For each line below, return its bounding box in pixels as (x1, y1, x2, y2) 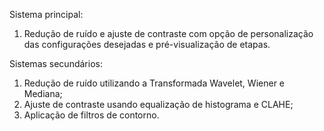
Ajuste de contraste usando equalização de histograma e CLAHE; (23, 99, 294, 110)
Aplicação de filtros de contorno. (23, 109, 160, 121)
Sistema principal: (9, 9, 84, 20)
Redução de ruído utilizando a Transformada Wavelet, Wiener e (23, 77, 285, 89)
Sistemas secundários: (9, 58, 103, 69)
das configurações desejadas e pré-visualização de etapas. (23, 39, 271, 50)
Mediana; (23, 88, 63, 99)
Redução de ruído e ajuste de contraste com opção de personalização (23, 28, 314, 39)
